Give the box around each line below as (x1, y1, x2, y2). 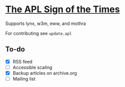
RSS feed (12, 59, 33, 65)
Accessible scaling (12, 64, 53, 70)
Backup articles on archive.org (12, 70, 78, 76)
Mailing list (12, 75, 36, 82)
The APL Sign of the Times (5, 4, 120, 15)
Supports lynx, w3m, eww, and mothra (5, 20, 86, 26)
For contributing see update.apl (5, 30, 72, 36)
